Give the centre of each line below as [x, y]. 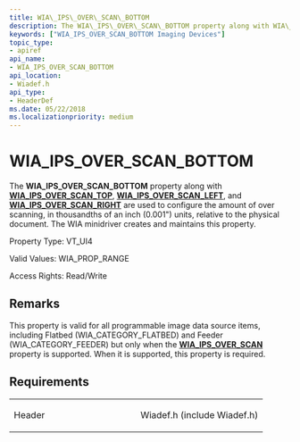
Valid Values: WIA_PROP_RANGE [69, 259]
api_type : [28, 92]
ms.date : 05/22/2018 [48, 109]
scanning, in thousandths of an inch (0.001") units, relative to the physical [144, 214]
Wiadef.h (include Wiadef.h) [199, 414]
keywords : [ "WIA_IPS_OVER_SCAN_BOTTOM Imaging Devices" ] [117, 34]
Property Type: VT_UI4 [51, 241]
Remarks [35, 304]
